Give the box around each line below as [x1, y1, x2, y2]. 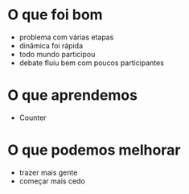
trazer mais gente [18, 167, 78, 177]
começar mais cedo [18, 175, 85, 186]
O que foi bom [7, 6, 103, 24]
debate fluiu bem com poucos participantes [18, 58, 164, 68]
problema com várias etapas [18, 32, 114, 42]
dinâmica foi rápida [18, 40, 84, 50]
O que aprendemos [7, 86, 138, 105]
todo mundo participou [18, 49, 96, 59]
